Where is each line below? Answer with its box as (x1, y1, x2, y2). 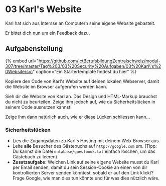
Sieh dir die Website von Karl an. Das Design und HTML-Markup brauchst (5, 93, 157, 99)
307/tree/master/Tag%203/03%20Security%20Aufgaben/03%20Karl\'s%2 (5, 63, 161, 69)
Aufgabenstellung (5, 44, 63, 53)
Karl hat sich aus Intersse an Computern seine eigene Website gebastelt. (5, 20, 155, 26)
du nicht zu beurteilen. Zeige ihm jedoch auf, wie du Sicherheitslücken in (5, 99, 155, 105)
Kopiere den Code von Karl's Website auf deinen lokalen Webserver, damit (5, 78, 159, 84)
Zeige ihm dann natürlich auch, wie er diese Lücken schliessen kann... (5, 114, 150, 120)
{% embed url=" (5, 58, 39, 64)
